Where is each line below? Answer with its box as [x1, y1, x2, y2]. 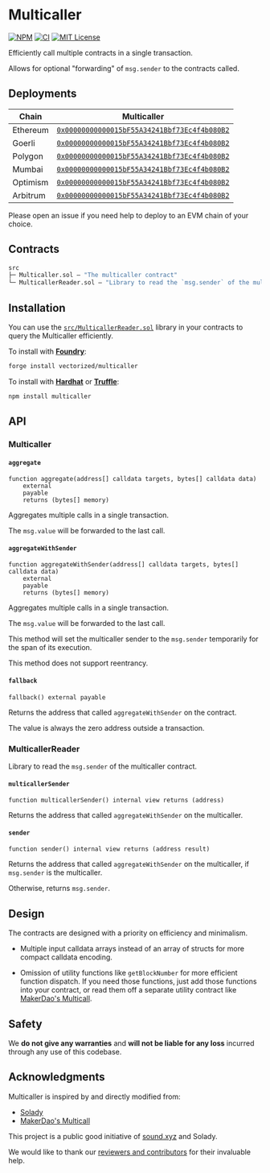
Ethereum [12, 124, 50, 135]
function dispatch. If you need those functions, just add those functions [19, 976, 257, 986]
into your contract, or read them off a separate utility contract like [19, 985, 237, 995]
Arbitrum [12, 189, 46, 201]
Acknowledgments [8, 1070, 106, 1084]
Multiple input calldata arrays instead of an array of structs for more [19, 944, 245, 954]
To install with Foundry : [8, 346, 87, 356]
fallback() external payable [8, 693, 106, 702]
